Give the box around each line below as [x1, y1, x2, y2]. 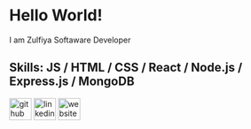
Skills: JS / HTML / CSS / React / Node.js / [9, 60, 243, 75]
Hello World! [9, 5, 103, 26]
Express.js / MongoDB [9, 74, 135, 89]
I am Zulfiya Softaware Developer [9, 34, 131, 45]
